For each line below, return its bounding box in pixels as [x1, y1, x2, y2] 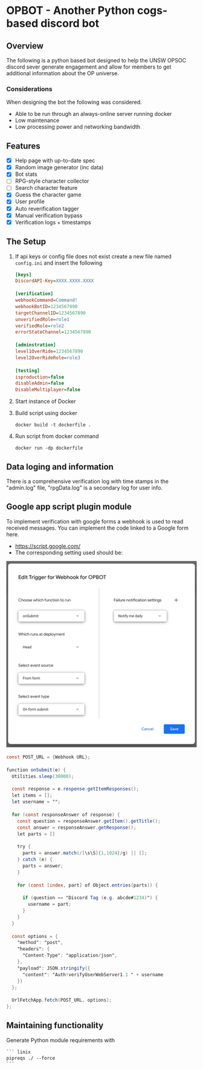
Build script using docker [14, 410, 77, 417]
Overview [6, 41, 44, 51]
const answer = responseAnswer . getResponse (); [17, 825, 137, 831]
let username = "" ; [11, 799, 61, 805]
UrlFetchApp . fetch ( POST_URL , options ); [11, 997, 112, 1003]
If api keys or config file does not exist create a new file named [14, 252, 172, 260]
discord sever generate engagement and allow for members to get [6, 63, 172, 70]
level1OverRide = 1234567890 [14, 348, 83, 355]
